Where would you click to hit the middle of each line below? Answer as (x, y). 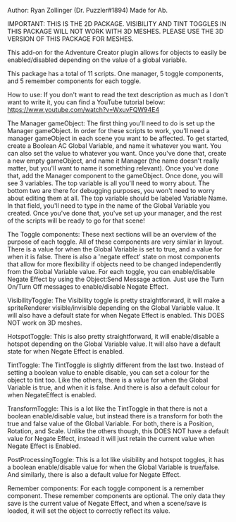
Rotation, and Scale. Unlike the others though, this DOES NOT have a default (118, 431)
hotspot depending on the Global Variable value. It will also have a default (114, 344)
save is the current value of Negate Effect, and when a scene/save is (107, 503)
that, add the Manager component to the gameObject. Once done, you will (115, 176)
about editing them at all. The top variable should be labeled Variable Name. (117, 198)
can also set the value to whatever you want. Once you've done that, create (117, 153)
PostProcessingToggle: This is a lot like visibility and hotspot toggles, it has (116, 460)
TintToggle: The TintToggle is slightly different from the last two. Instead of (116, 365)
